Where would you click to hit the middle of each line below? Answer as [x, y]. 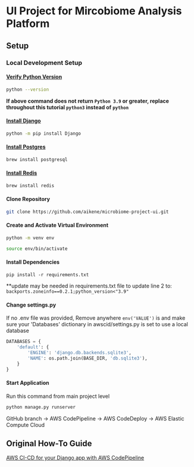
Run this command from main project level [58, 396]
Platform [28, 24]
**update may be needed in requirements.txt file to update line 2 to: [89, 286]
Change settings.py [31, 305]
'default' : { [33, 347]
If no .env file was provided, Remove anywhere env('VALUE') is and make [96, 318]
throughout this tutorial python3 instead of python [68, 107]
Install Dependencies [33, 262]
